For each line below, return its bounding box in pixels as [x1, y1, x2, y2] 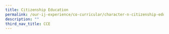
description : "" [5, 16, 39, 21]
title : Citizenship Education [5, 7, 69, 12]
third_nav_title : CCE [5, 21, 51, 26]
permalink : [5, 12, 28, 17]
